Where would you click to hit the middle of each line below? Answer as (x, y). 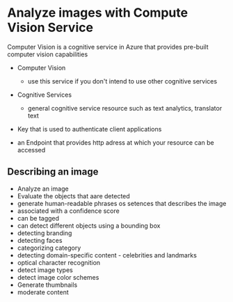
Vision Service (50, 27)
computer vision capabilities (48, 54)
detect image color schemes (58, 277)
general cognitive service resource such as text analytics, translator (125, 108)
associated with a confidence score (68, 211)
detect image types (45, 270)
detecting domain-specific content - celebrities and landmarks (107, 255)
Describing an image (53, 172)
